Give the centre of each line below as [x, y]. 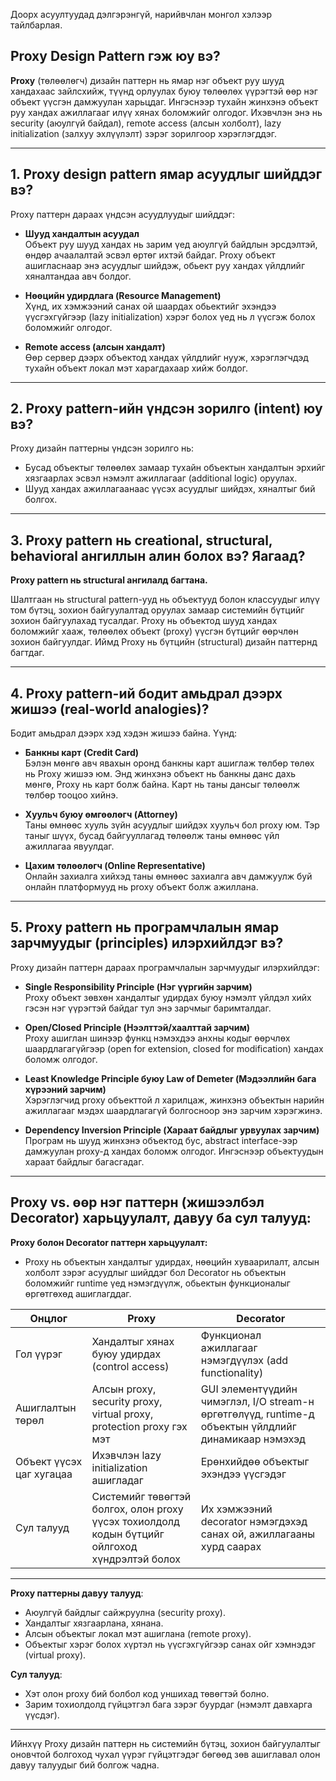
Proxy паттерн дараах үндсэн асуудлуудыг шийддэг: [122, 214]
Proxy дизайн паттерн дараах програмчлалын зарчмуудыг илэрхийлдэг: [165, 967]
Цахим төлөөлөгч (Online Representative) [115, 866]
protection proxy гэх [139, 1426]
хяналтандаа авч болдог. [78, 276]
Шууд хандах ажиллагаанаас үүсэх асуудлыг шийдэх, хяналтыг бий [170, 489]
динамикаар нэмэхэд [253, 1439]
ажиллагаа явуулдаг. [69, 846]
